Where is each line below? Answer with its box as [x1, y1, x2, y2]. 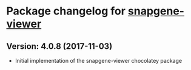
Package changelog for [6, 4, 126, 18]
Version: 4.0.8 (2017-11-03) [6, 41, 113, 51]
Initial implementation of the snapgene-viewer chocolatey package [15, 57, 183, 64]
